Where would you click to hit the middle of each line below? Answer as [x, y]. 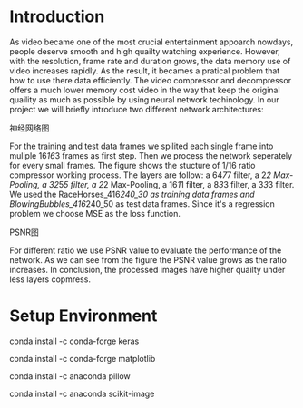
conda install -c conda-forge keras [74, 341]
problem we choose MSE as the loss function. [95, 213]
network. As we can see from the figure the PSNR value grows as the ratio [148, 259]
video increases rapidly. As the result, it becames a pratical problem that [145, 71]
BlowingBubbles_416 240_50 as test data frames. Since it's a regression [142, 204]
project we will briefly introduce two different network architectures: [137, 109]
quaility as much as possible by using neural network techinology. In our [144, 99]
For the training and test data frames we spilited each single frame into [142, 146]
